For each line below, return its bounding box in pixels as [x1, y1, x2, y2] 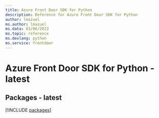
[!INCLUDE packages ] [5, 107, 51, 113]
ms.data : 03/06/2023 [5, 26, 49, 32]
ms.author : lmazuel [5, 21, 47, 27]
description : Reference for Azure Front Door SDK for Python [5, 12, 138, 17]
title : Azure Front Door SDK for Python [5, 7, 93, 13]
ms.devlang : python [5, 36, 47, 41]
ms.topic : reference [5, 31, 49, 36]
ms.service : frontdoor [5, 41, 54, 46]
